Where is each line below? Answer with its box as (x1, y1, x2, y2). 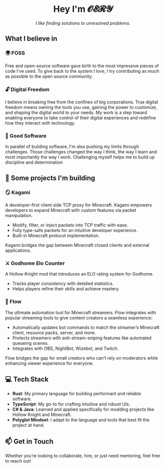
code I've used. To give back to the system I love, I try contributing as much (5, 68, 160, 74)
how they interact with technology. (5, 120, 76, 126)
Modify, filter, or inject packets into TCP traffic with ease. (12, 222, 128, 228)
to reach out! (5, 458, 31, 464)
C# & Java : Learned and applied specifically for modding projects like (12, 407, 155, 413)
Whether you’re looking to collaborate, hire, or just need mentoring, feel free (5, 453, 161, 459)
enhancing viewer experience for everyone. (5, 360, 94, 366)
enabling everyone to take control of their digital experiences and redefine (5, 115, 157, 121)
